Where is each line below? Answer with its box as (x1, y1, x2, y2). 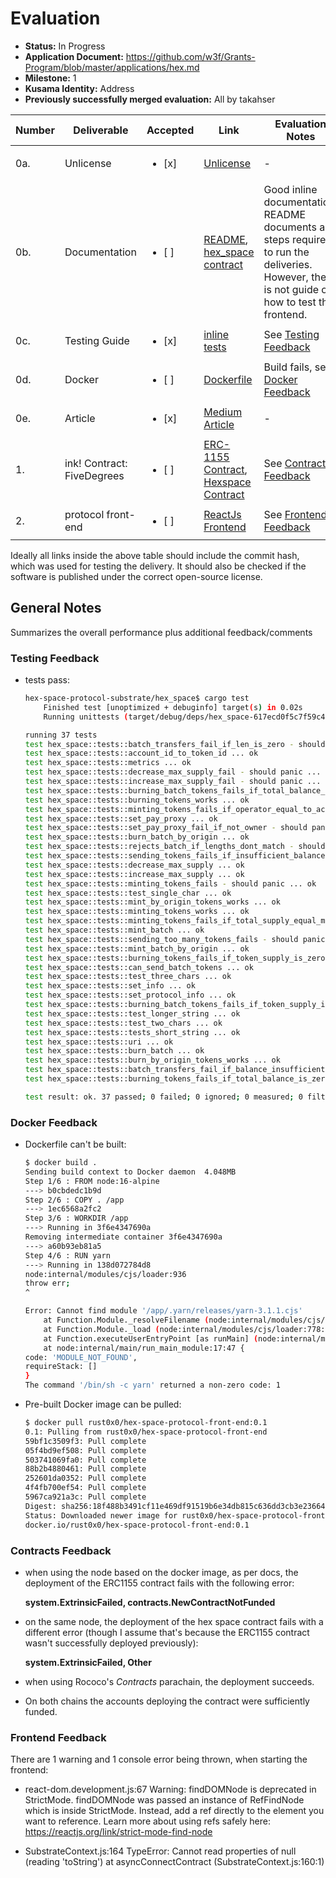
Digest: (24, 1501, 57, 1511)
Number (15, 123, 55, 137)
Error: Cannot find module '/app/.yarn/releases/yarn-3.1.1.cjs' (24, 1306, 303, 1316)
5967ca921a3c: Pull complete (24, 1492, 147, 1502)
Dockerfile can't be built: (24, 1138, 127, 1151)
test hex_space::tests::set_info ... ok (24, 981, 196, 991)
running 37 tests (24, 730, 98, 740)
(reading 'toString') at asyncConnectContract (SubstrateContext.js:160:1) (24, 1856, 325, 1868)
